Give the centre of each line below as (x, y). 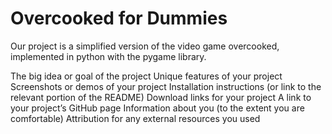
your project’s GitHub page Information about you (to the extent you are (157, 108)
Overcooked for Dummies (119, 18)
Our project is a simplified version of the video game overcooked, (145, 46)
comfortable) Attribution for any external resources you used (135, 118)
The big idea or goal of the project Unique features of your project (146, 76)
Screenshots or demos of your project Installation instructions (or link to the (166, 86)
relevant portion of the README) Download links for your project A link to (161, 97)
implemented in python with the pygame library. (108, 56)
